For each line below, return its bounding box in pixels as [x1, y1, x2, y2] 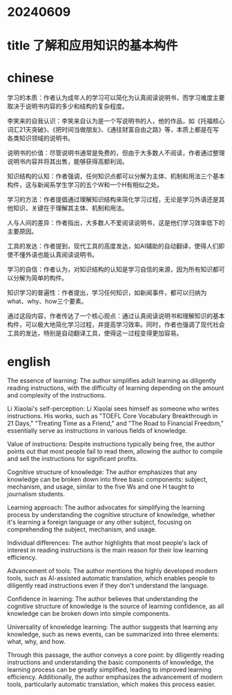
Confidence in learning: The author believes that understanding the [7, 595, 198, 603]
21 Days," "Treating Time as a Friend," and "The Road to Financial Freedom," [7, 419, 224, 428]
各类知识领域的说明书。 [7, 134, 74, 142]
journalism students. [7, 490, 66, 498]
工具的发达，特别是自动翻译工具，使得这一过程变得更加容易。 [7, 329, 183, 337]
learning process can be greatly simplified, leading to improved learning [7, 665, 212, 674]
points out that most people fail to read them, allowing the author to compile [7, 447, 223, 456]
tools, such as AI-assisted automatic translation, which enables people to [7, 574, 215, 583]
